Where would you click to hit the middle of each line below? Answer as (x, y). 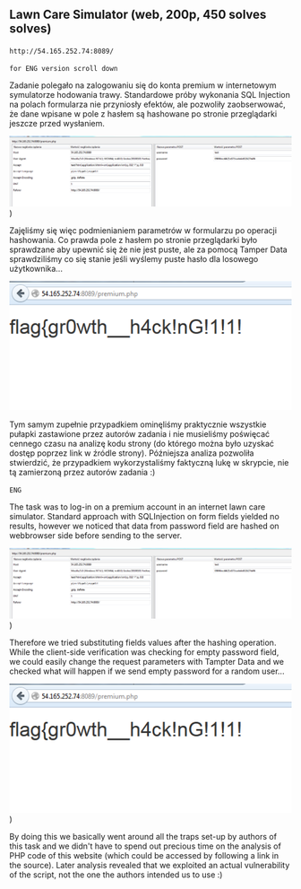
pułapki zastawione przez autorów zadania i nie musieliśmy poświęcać (140, 433)
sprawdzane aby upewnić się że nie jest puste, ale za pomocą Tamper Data (149, 249)
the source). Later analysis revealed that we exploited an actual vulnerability (150, 865)
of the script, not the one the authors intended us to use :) (116, 875)
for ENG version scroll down (64, 68)
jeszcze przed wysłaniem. (57, 123)
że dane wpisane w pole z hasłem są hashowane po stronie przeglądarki (143, 113)
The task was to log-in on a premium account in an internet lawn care (138, 507)
